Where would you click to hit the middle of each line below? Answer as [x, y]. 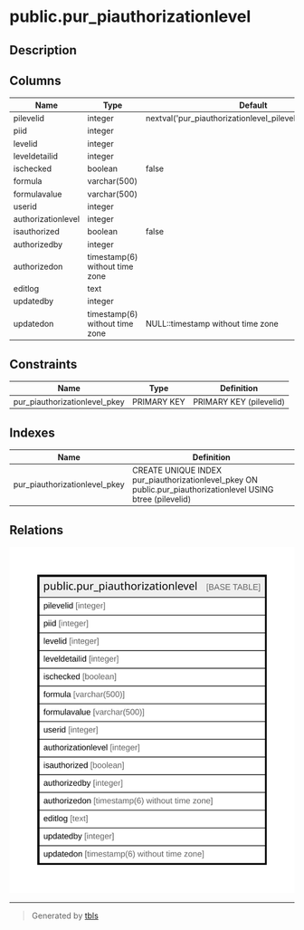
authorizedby [38, 244]
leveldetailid [36, 156]
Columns [35, 80]
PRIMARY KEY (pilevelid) [239, 401]
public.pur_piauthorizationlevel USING [203, 489]
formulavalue [38, 194]
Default [253, 105]
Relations [37, 530]
